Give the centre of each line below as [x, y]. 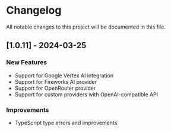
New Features [27, 62]
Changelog [34, 10]
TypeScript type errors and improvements [66, 122]
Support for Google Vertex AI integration [64, 76]
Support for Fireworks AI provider [56, 81]
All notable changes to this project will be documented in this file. [86, 27]
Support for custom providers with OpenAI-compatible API [86, 94]
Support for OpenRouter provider [55, 88]
